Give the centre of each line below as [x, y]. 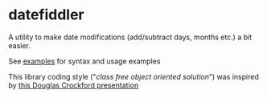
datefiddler [46, 15]
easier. [19, 45]
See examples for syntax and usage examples [84, 61]
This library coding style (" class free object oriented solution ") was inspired [133, 76]
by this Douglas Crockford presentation [74, 85]
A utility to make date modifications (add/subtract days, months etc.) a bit [130, 37]
